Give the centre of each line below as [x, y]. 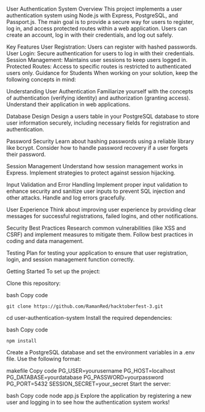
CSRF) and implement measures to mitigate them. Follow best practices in [100, 235]
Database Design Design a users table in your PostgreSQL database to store [103, 116]
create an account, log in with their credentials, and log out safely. [90, 35]
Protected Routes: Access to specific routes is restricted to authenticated [99, 66]
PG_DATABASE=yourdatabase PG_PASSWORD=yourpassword [85, 377]
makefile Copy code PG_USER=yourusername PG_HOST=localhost [91, 371]
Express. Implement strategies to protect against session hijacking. [91, 173]
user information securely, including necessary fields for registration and [98, 123]
